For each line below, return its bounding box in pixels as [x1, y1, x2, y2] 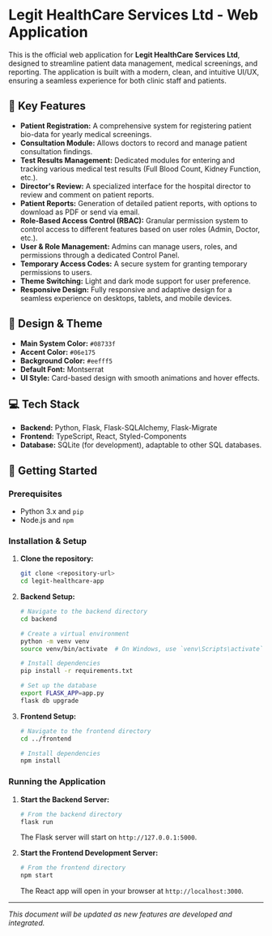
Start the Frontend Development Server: [19, 848, 159, 858]
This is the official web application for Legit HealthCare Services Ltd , [8, 50, 240, 59]
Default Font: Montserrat [19, 364, 104, 374]
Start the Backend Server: [19, 794, 110, 804]
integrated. [8, 918, 45, 928]
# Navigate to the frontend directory [19, 727, 151, 735]
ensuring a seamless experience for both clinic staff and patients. [8, 75, 227, 85]
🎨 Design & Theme [8, 317, 103, 330]
